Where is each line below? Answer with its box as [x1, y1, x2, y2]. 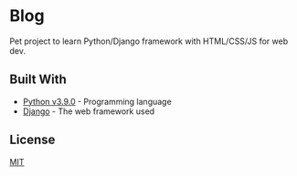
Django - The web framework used [22, 106, 155, 117]
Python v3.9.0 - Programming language [22, 96, 172, 107]
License [9, 132, 56, 148]
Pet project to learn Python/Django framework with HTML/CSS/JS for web [9, 36, 289, 47]
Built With [9, 72, 67, 88]
